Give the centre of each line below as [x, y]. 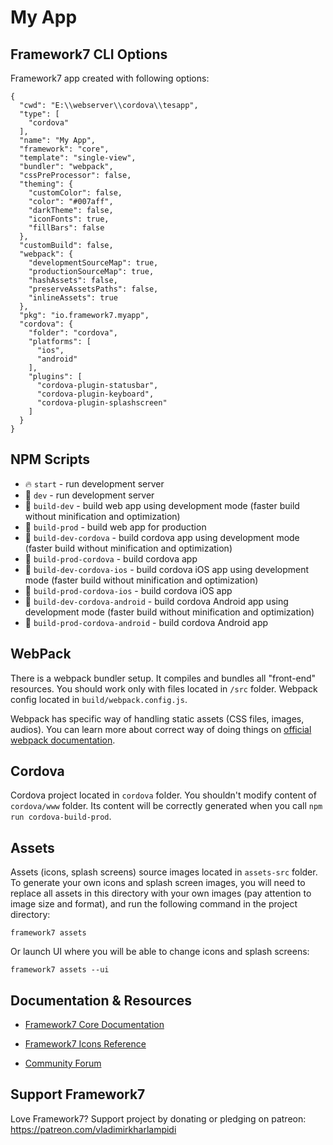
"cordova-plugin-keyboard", [95, 394]
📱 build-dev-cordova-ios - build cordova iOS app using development [167, 569]
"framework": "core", [64, 149]
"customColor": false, [75, 193]
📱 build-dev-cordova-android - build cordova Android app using [156, 601]
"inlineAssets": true [73, 298]
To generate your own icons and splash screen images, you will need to [158, 883]
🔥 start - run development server [94, 483]
